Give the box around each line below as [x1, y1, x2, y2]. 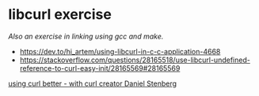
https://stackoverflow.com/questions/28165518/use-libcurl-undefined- [19, 55, 251, 65]
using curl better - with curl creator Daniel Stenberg [8, 79, 177, 88]
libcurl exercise [8, 6, 112, 24]
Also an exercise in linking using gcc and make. [8, 31, 164, 41]
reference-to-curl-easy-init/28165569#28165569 [19, 63, 181, 72]
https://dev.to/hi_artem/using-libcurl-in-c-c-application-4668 [19, 46, 221, 56]
